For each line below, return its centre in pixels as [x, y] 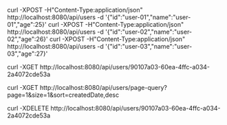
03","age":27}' [28, 54]
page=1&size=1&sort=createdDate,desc [63, 95]
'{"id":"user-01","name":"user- [148, 17]
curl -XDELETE [28, 108]
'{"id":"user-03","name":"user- [149, 46]
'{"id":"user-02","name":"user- [149, 32]
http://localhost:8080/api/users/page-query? [103, 88]
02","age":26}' [28, 39]
